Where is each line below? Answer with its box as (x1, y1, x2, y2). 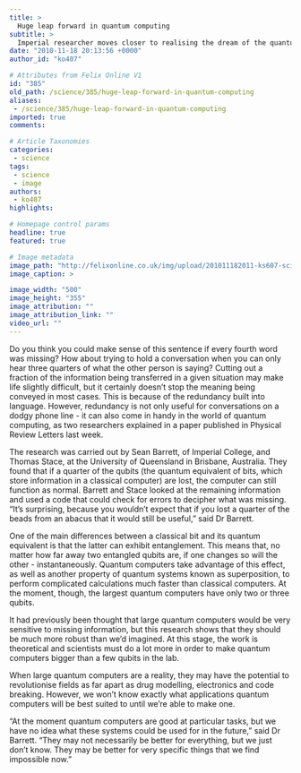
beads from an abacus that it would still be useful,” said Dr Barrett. (9, 512, 254, 524)
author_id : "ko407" (9, 55, 82, 64)
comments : (9, 121, 47, 130)
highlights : (9, 203, 54, 213)
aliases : (9, 96, 42, 105)
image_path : (9, 261, 54, 270)
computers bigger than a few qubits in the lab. (9, 652, 180, 663)
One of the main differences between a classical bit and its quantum (9, 530, 261, 541)
